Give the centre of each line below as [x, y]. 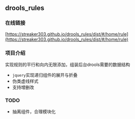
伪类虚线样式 [25, 81]
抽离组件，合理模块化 [34, 112]
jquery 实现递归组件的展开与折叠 [45, 75]
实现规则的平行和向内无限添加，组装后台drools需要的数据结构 [68, 64]
